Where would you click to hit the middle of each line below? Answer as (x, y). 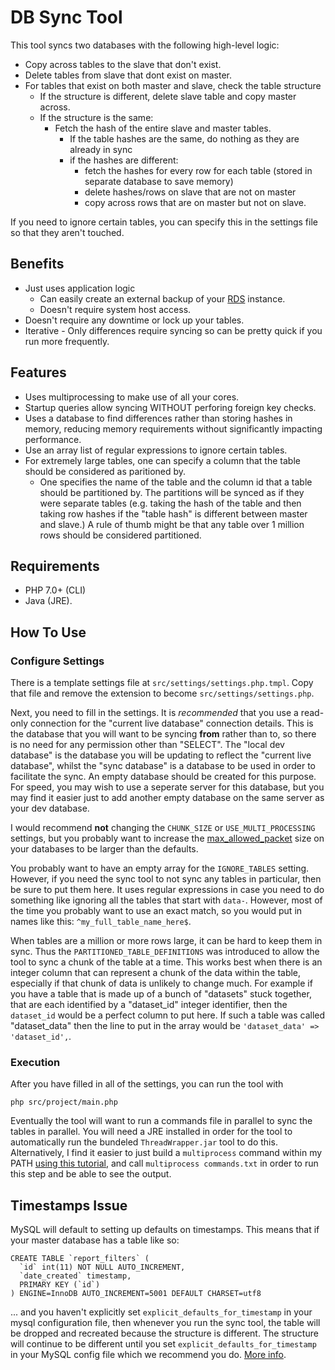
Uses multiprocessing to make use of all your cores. (132, 397)
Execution (35, 1062)
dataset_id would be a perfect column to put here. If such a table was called (168, 1015)
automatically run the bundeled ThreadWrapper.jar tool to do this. (144, 1142)
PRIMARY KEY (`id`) (60, 1285)
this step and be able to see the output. (91, 1174)
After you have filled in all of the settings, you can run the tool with (147, 1084)
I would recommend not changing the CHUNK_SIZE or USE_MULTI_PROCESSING (163, 828)
